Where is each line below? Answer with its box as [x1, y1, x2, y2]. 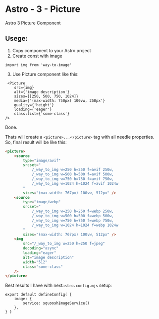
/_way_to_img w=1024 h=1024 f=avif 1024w [31, 181, 119, 186]
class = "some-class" [23, 264, 63, 269]
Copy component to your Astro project [12, 47, 91, 53]
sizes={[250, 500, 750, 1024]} [14, 93, 79, 99]
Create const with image [12, 53, 63, 59]
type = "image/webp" [23, 200, 61, 205]
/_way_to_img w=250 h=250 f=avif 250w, [31, 167, 114, 172]
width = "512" [23, 259, 48, 264]
